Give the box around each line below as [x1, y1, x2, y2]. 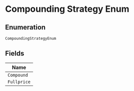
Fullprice [7, 79, 31, 85]
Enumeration [5, 23, 46, 31]
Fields [5, 49, 25, 58]
